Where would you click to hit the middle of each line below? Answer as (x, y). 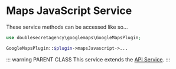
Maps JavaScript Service (69, 11)
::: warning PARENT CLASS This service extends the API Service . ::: (88, 59)
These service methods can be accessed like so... (67, 27)
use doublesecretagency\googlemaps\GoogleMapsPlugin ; (74, 37)
